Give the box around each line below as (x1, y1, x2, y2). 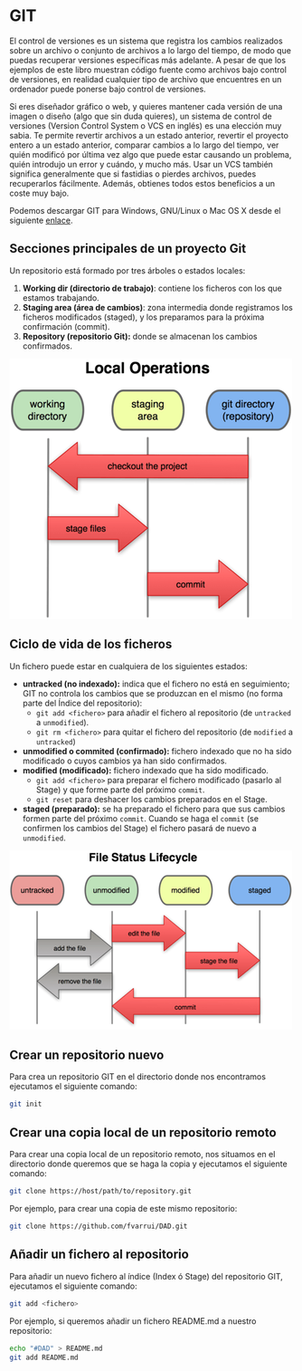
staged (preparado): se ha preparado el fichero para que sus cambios (22, 803, 286, 814)
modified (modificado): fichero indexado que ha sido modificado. (22, 764, 269, 775)
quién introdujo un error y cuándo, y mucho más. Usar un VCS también (9, 158, 274, 169)
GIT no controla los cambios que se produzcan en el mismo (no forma (22, 687, 283, 698)
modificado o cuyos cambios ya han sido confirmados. (22, 755, 228, 766)
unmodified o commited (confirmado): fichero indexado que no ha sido (22, 745, 292, 756)
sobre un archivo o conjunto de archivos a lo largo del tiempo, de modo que (9, 44, 292, 55)
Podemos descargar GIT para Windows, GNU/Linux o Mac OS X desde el (9, 205, 281, 216)
